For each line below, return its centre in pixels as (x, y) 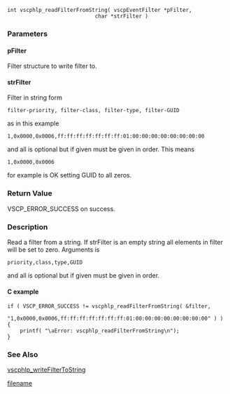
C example (23, 292)
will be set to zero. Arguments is (53, 250)
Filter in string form (35, 97)
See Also (23, 355)
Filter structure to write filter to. (52, 66)
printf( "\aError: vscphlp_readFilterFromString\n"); (100, 331)
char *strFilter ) (122, 16)
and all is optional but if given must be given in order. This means (101, 149)
